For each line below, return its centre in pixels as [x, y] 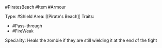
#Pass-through [27, 26]
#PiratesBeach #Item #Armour [35, 7]
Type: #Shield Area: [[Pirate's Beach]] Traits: [50, 16]
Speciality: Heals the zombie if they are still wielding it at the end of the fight [81, 40]
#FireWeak [23, 31]
